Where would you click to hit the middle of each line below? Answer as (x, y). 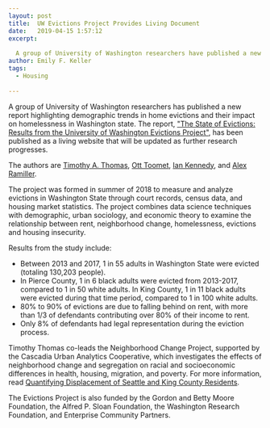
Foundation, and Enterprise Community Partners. (89, 415)
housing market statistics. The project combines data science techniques (130, 206)
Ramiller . (23, 174)
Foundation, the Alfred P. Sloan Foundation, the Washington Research (124, 406)
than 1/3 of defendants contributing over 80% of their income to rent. (135, 315)
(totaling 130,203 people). (63, 272)
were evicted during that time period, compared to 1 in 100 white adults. (139, 298)
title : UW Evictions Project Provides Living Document (104, 23)
